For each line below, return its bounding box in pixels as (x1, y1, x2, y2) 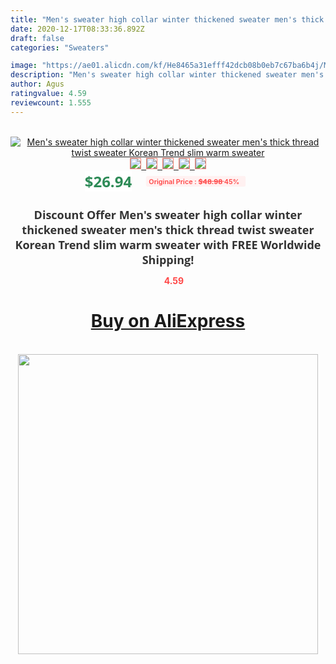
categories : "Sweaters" (10, 42, 110, 53)
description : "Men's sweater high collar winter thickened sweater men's (10, 70, 325, 80)
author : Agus (10, 79, 65, 90)
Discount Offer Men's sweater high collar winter (33, 206, 303, 223)
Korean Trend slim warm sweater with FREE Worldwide (14, 236, 322, 253)
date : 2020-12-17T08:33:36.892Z (10, 24, 145, 34)
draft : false (10, 33, 65, 43)
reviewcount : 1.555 (10, 97, 92, 108)
